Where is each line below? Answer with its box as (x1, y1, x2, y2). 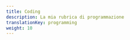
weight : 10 (6, 25, 33, 31)
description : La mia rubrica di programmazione (6, 14, 125, 20)
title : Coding (6, 8, 41, 15)
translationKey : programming (6, 19, 77, 25)
